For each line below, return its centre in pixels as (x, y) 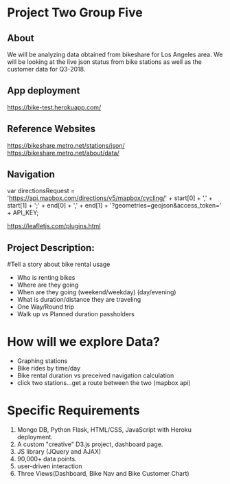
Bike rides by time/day (49, 368)
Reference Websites (51, 129)
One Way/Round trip (45, 307)
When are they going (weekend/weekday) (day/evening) (96, 292)
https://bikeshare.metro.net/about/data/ (64, 153)
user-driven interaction (49, 466)
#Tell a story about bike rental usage (59, 264)
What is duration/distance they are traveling (79, 300)
